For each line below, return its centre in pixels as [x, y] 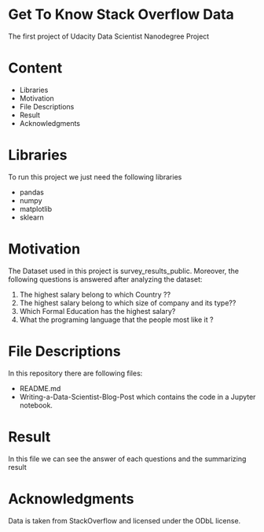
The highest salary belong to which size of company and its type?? [128, 303]
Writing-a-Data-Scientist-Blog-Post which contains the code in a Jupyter [137, 397]
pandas [32, 192]
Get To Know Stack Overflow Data [121, 15]
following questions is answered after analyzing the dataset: [105, 279]
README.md [40, 388]
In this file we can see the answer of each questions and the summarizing [127, 459]
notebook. [36, 405]
